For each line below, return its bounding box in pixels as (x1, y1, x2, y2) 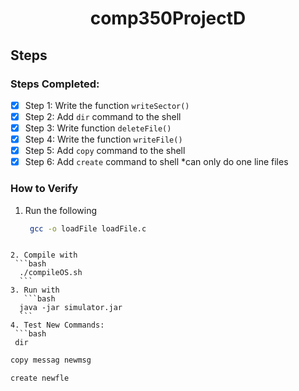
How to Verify (10, 182, 79, 196)
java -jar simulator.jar (19, 303, 123, 313)
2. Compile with (10, 250, 78, 261)
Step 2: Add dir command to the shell (24, 110, 182, 122)
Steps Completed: (10, 77, 100, 91)
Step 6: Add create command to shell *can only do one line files (24, 156, 289, 168)
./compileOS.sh (19, 268, 83, 278)
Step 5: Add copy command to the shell (24, 145, 186, 157)
